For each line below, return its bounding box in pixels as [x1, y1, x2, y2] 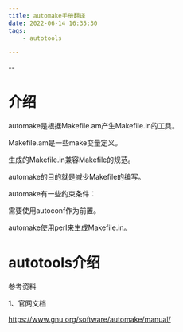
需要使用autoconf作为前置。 [8, 206, 101, 215]
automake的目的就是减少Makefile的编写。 [8, 172, 146, 182]
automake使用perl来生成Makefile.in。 [8, 223, 131, 232]
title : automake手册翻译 [8, 11, 86, 20]
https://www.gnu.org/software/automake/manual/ [8, 314, 171, 324]
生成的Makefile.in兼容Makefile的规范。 [8, 155, 135, 164]
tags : [8, 26, 26, 34]
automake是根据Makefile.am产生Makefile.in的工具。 [8, 121, 179, 131]
